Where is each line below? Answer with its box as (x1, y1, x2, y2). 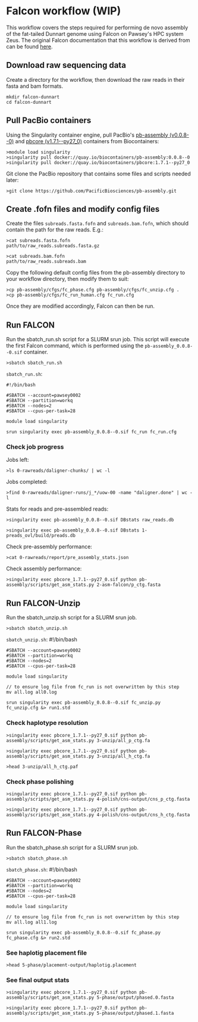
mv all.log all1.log (6, 919, 58, 925)
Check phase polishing (6, 777, 74, 786)
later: (6, 176, 19, 183)
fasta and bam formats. (6, 82, 64, 89)
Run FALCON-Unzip (6, 598, 81, 608)
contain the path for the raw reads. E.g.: (6, 226, 104, 233)
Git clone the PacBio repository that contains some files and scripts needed (6, 170, 191, 177)
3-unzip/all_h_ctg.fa (96, 753, 150, 759)
